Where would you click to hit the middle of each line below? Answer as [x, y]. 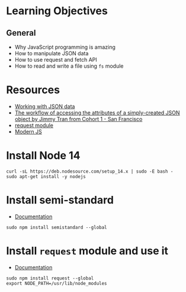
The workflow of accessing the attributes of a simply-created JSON [97, 112]
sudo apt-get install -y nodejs [46, 176]
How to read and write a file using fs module [69, 66]
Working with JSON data [45, 106]
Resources [33, 90]
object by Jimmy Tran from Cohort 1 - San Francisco [78, 119]
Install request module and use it [87, 251]
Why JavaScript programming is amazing [65, 47]
